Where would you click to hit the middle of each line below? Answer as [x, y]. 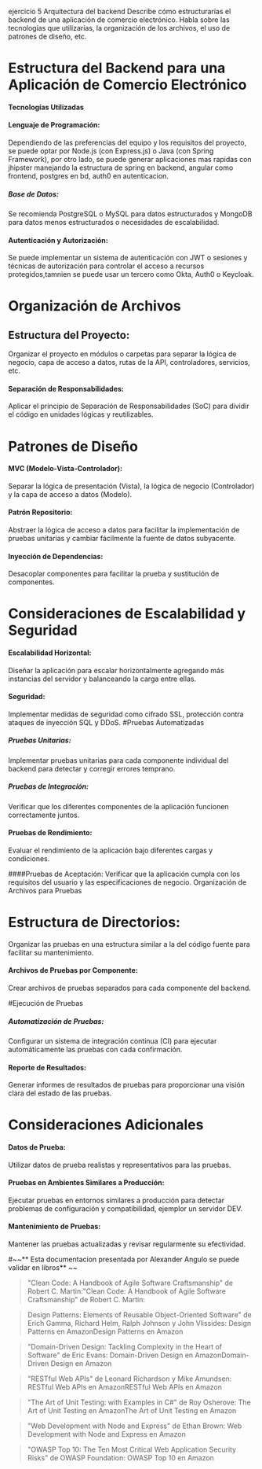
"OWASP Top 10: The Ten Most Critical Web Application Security [132, 1449]
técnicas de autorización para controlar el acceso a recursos [106, 266]
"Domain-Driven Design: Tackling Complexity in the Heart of [125, 1347]
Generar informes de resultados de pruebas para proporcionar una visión [127, 1085]
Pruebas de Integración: [48, 786]
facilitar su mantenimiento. [51, 952]
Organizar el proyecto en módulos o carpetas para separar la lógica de [122, 354]
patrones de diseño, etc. [47, 36]
